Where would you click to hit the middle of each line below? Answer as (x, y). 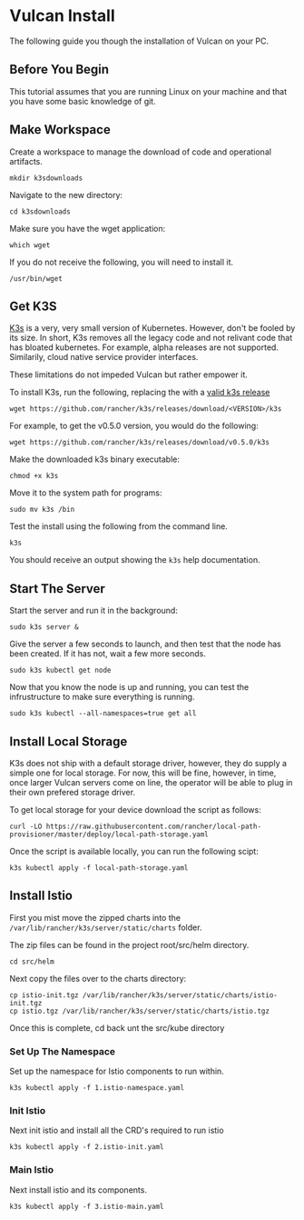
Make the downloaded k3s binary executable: (94, 459)
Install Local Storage (69, 741)
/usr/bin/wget (36, 278)
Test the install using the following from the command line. (119, 526)
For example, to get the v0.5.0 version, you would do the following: (134, 426)
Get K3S (33, 306)
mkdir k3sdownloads (46, 178)
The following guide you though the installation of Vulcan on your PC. (139, 41)
